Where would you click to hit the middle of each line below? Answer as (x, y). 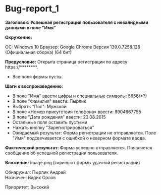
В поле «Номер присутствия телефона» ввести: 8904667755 (77, 112)
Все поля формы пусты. (37, 76)
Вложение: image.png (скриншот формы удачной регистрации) (73, 162)
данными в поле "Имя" (30, 27)
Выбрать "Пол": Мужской (39, 106)
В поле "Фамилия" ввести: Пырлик (49, 101)
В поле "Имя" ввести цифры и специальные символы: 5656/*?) (80, 96)
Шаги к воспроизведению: (34, 86)
